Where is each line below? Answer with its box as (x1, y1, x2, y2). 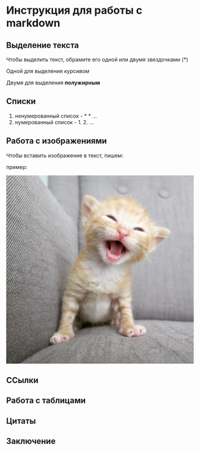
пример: (6, 163, 28, 170)
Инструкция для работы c (6, 4, 143, 17)
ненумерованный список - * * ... (14, 112, 97, 120)
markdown (6, 16, 61, 30)
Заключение (6, 436, 56, 446)
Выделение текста (6, 40, 79, 50)
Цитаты (6, 416, 36, 426)
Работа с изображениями (6, 136, 107, 146)
